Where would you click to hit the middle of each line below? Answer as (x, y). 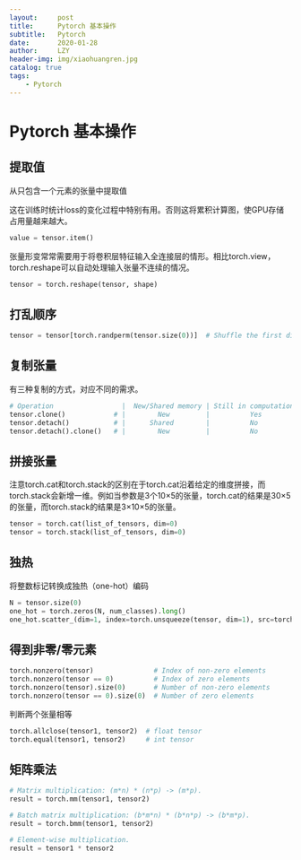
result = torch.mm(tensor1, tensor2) (80, 799)
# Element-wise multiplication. (69, 839)
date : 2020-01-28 (54, 43)
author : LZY (39, 51)
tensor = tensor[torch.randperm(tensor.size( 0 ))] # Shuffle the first (146, 336)
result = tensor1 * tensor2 (62, 848)
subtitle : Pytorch (48, 34)
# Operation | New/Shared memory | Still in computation (152, 406)
